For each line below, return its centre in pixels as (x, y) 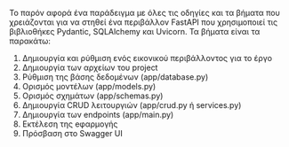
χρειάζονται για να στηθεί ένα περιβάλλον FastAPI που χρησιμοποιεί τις (144, 22)
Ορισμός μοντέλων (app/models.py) (89, 86)
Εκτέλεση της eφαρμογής (70, 124)
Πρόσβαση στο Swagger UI (72, 133)
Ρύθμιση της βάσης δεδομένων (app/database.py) (115, 77)
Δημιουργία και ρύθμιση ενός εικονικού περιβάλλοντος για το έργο (147, 58)
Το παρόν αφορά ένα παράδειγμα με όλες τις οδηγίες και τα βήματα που (144, 13)
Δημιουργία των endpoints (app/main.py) (98, 115)
